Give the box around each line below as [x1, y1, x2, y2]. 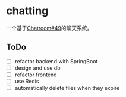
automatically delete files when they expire [14, 85, 120, 91]
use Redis [14, 77, 39, 85]
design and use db [14, 64, 61, 72]
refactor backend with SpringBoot [14, 57, 98, 64]
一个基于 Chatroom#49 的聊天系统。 [6, 24, 93, 31]
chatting [6, 4, 49, 18]
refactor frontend [14, 71, 58, 78]
